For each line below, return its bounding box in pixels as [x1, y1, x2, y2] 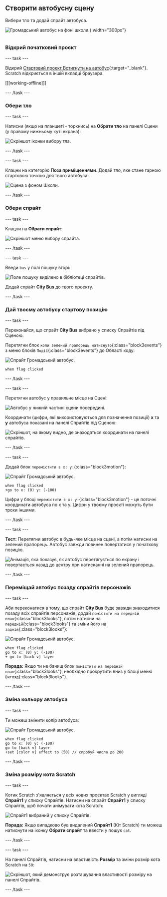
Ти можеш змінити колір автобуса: [5, 717, 79, 723]
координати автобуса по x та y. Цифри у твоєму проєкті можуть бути [5, 502, 153, 508]
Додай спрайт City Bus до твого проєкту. [5, 284, 93, 290]
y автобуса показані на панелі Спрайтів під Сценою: [5, 420, 117, 425]
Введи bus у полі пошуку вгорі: [5, 264, 71, 270]
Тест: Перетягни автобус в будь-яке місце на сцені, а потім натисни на [5, 536, 158, 542]
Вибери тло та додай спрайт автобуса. [5, 17, 88, 23]
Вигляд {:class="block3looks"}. [5, 674, 68, 680]
